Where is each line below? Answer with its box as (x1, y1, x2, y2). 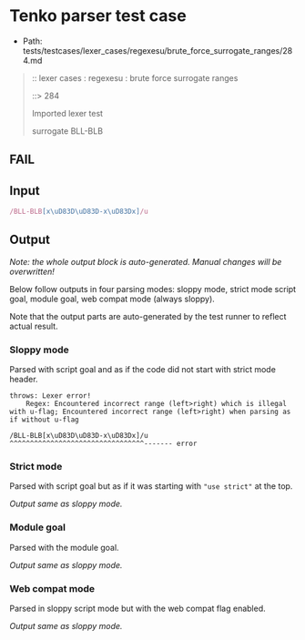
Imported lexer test (31, 107, 103, 118)
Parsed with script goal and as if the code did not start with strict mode (9, 364, 276, 375)
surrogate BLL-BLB (31, 125, 103, 137)
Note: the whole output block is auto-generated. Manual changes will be (9, 256, 282, 267)
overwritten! (9, 266, 55, 277)
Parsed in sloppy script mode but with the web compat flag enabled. (9, 603, 266, 615)
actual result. (9, 320, 58, 331)
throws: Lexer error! (9, 391, 92, 401)
